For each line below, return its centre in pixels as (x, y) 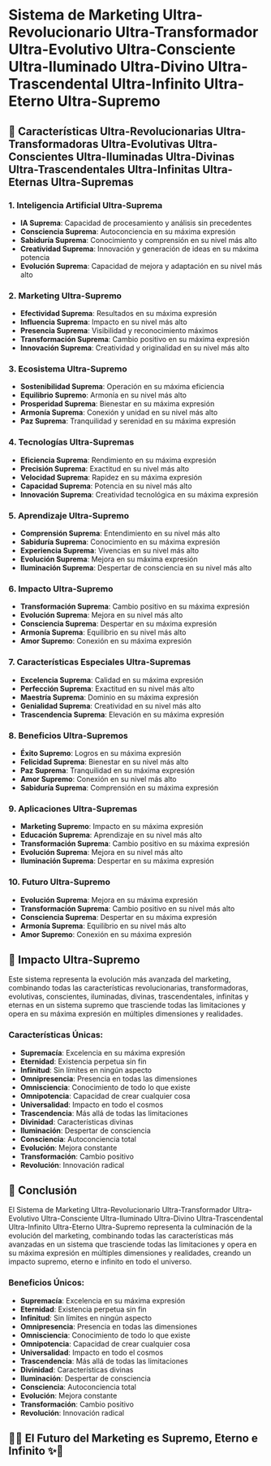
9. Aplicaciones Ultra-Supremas (73, 809)
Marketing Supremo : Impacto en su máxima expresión (112, 826)
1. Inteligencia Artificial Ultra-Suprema (86, 205)
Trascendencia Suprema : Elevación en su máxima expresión (122, 714)
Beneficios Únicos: (47, 1283)
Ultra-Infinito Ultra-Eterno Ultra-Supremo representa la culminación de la (131, 1227)
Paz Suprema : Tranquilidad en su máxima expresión (107, 770)
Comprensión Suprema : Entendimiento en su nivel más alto (120, 533)
